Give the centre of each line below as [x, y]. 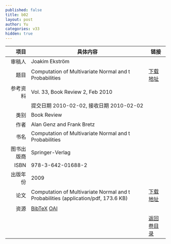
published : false [24, 10]
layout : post [19, 19]
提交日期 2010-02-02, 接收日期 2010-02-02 [87, 106]
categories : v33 [22, 29]
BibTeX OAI [44, 208]
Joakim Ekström [50, 61]
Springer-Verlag [51, 152]
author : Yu [17, 24]
